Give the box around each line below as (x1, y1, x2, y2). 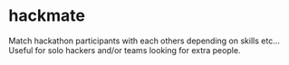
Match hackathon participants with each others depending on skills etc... (8, 35, 280, 46)
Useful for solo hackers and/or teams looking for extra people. (8, 44, 241, 55)
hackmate (8, 5, 85, 26)
